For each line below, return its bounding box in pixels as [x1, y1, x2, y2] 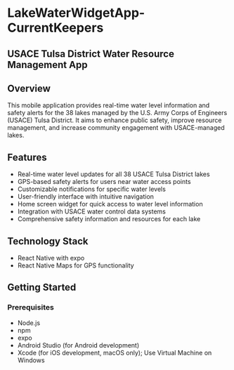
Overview [7, 82, 51, 94]
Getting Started [7, 282, 77, 293]
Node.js [17, 318, 41, 327]
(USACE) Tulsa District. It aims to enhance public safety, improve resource [7, 116, 223, 124]
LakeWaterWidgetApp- [7, 5, 145, 21]
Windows [17, 356, 45, 364]
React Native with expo [17, 254, 85, 263]
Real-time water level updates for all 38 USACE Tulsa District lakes [17, 170, 210, 178]
